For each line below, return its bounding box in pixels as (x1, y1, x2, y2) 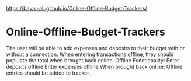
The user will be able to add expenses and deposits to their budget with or (6, 44, 185, 51)
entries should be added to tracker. (6, 69, 91, 76)
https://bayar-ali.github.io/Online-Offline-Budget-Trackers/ (6, 5, 147, 12)
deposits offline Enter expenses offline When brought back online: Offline (6, 63, 183, 70)
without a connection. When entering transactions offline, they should (6, 51, 174, 58)
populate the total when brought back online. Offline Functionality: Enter (6, 57, 179, 64)
